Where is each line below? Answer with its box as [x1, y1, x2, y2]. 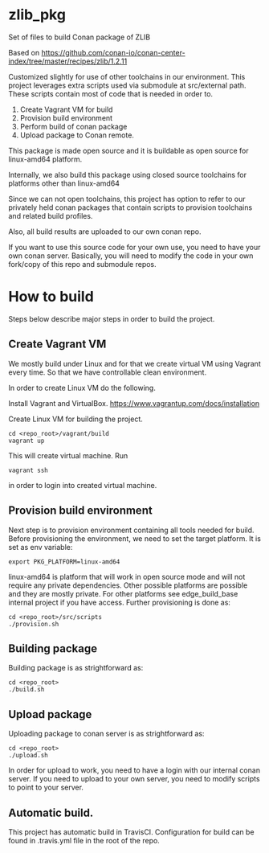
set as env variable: [8, 542, 73, 552]
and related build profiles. [8, 211, 93, 220]
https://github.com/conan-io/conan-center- [41, 47, 186, 57]
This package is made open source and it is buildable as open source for [8, 146, 249, 155]
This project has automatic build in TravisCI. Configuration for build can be [8, 826, 255, 837]
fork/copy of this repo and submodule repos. [8, 259, 157, 269]
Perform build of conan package [19, 121, 128, 131]
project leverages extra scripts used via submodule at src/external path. [8, 80, 247, 90]
